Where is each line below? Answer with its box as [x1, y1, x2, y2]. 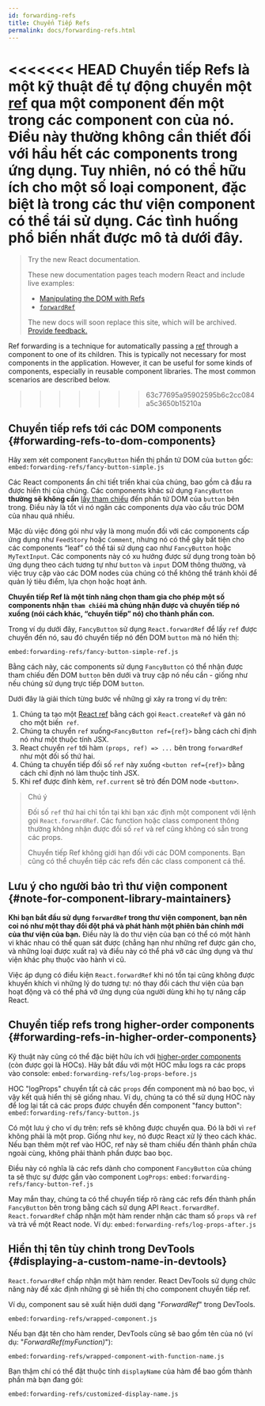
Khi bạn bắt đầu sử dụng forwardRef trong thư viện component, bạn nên [8, 912, 248, 922]
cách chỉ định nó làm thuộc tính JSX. [19, 769, 140, 778]
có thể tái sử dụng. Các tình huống [8, 211, 239, 230]
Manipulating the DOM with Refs [39, 294, 145, 303]
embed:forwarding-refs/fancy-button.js [8, 1109, 140, 1117]
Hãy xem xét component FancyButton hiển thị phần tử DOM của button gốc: [8, 455, 253, 465]
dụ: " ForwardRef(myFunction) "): [8, 1337, 113, 1347]
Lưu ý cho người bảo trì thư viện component [8, 880, 228, 893]
